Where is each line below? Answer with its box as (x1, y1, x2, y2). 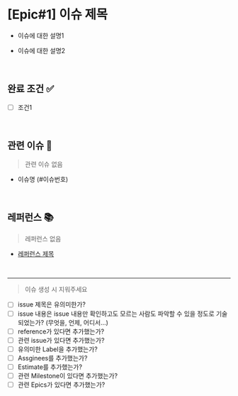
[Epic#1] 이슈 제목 (7, 6, 108, 23)
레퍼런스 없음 (24, 235, 62, 243)
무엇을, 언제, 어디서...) (47, 318, 108, 326)
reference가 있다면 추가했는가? (17, 327, 105, 336)
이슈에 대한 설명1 (17, 31, 64, 40)
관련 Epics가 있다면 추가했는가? (17, 380, 106, 389)
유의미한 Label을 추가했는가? (17, 345, 98, 353)
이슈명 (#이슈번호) (17, 175, 69, 183)
